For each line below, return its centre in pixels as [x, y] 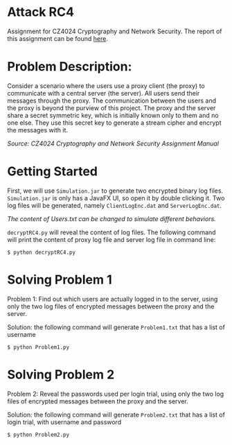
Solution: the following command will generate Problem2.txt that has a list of [116, 415]
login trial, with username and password [64, 422]
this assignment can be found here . [58, 38]
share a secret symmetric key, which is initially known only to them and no [113, 115]
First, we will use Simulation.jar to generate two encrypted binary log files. [115, 191]
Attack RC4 [41, 12]
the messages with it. [37, 130]
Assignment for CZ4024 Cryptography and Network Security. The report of [115, 31]
